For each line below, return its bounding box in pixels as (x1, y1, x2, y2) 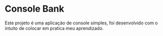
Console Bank (5, 3, 64, 15)
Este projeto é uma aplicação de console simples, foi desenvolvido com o (5, 20, 158, 26)
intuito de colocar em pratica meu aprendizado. (5, 25, 104, 31)
